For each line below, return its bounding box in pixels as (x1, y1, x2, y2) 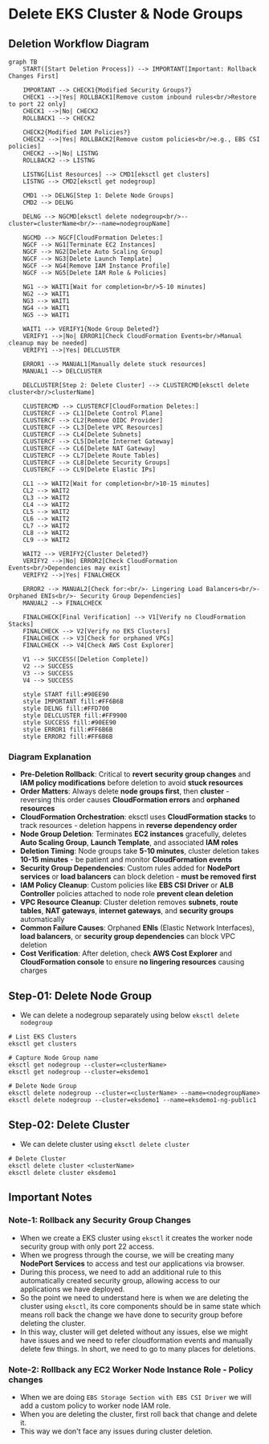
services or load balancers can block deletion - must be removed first (19, 872, 257, 882)
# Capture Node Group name (8, 1054, 99, 1063)
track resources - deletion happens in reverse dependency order (19, 821, 238, 830)
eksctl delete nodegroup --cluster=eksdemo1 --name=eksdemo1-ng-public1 (8, 1096, 257, 1104)
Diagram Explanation (8, 751, 92, 762)
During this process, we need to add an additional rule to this (19, 1267, 222, 1277)
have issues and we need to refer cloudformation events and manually (19, 1335, 253, 1345)
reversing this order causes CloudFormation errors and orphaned (19, 795, 240, 805)
